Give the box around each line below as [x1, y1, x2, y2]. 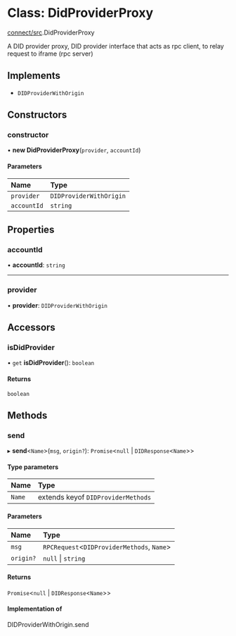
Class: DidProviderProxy [7, 5, 154, 21]
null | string [43, 553, 86, 563]
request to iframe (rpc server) [7, 49, 93, 58]
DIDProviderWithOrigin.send [7, 621, 89, 629]
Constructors [7, 109, 67, 121]
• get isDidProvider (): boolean [7, 358, 95, 367]
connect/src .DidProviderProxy [7, 28, 95, 37]
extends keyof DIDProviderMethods [37, 492, 152, 502]
